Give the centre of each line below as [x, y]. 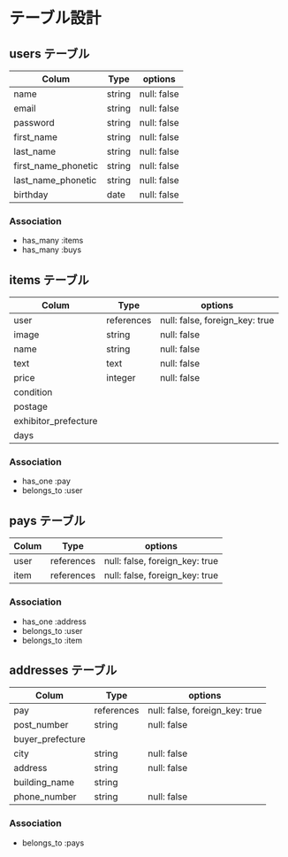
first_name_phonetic [56, 166]
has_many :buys [52, 250]
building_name [44, 783]
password [34, 123]
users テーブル [49, 54]
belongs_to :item [52, 640]
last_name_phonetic [55, 180]
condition [33, 392]
